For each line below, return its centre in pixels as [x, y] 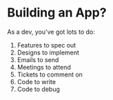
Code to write [37, 81]
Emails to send [38, 59]
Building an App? [57, 13]
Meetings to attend [44, 67]
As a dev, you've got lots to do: [51, 32]
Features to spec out [47, 45]
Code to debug [39, 89]
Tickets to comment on [50, 74]
